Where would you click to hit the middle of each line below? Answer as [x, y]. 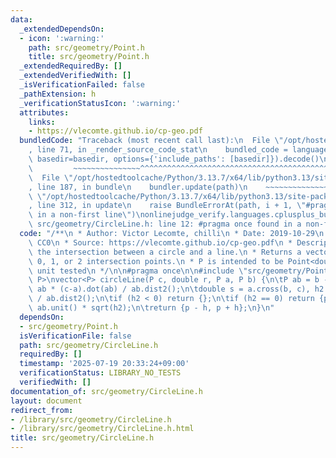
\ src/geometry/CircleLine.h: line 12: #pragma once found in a [165, 224]
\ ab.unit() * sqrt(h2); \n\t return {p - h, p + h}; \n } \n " [151, 308]
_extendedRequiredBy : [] [71, 66]
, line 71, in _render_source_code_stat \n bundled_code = [158, 150]
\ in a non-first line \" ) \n [86, 215]
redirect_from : [42, 410]
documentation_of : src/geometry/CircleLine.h [106, 391]
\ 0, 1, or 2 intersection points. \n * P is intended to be [156, 261]
